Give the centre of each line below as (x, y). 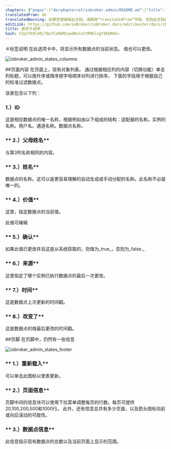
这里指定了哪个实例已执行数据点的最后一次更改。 (56, 275)
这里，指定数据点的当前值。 (34, 212)
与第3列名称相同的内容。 (31, 152)
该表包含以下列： (23, 93)
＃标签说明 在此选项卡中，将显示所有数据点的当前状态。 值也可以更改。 (80, 49)
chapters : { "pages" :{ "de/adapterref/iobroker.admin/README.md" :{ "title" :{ (86, 10)
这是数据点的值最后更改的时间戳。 (41, 328)
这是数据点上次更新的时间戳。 (36, 302)
